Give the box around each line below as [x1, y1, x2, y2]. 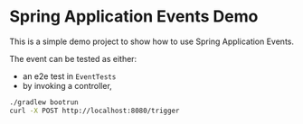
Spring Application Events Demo [9, 6, 259, 27]
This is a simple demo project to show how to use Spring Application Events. [9, 36, 295, 47]
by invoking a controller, [22, 80, 113, 91]
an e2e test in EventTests [22, 70, 117, 82]
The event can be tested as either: [9, 53, 137, 64]
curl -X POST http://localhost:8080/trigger [9, 106, 180, 115]
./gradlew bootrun [9, 97, 79, 107]
